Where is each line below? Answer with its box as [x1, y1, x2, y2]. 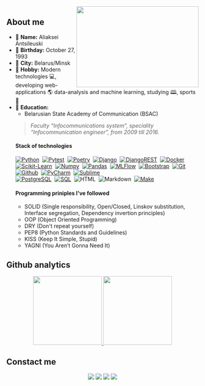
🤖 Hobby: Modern [15, 65, 61, 73]
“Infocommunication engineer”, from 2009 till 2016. [30, 128, 160, 136]
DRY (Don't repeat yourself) [24, 222, 95, 230]
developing [15, 81, 44, 89]
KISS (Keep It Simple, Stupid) [24, 235, 98, 243]
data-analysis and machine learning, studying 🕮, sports [54, 88, 196, 95]
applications [15, 88, 46, 95]
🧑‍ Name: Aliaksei [15, 33, 59, 40]
